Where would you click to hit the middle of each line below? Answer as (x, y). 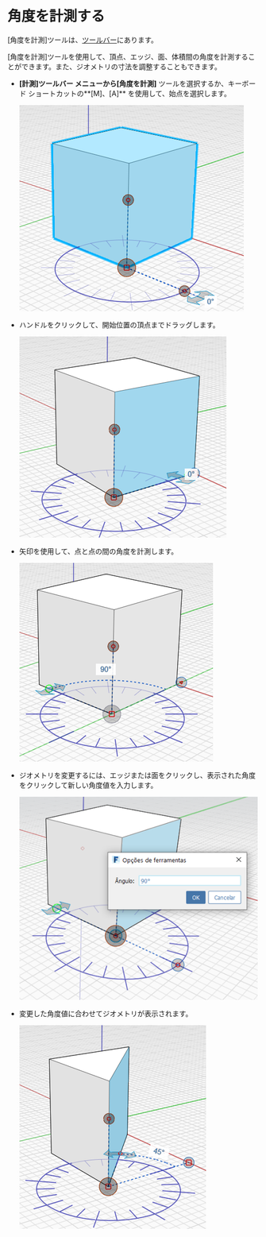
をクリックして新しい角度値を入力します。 (88, 785)
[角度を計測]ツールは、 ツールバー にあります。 (83, 40)
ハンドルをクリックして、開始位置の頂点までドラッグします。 (119, 325)
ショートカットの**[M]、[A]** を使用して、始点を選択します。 (129, 93)
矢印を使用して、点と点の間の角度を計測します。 (98, 551)
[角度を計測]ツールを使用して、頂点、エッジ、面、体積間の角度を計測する (128, 56)
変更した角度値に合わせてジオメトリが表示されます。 (106, 1014)
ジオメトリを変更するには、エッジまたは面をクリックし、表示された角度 (137, 775)
